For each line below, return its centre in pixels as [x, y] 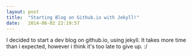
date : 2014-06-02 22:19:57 [43, 23]
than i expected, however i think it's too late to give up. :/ [77, 46]
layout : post [23, 12]
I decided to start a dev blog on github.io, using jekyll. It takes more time [96, 40]
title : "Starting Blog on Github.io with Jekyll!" [73, 17]
